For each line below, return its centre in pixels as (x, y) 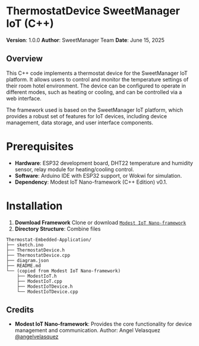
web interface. (24, 98)
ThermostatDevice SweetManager (93, 11)
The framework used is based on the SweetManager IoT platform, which (94, 110)
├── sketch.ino (25, 245)
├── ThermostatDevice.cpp (38, 255)
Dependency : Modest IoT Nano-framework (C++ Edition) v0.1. (91, 182)
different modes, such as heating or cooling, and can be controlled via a (94, 92)
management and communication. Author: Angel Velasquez (87, 331)
